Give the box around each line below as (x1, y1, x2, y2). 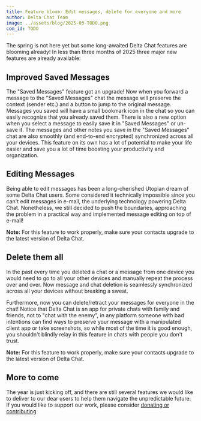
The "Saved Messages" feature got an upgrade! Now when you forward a (6, 88, 188, 95)
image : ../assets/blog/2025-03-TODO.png (6, 20, 109, 26)
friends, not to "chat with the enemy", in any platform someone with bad (6, 311, 184, 318)
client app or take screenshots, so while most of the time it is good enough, (6, 324, 193, 332)
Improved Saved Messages (6, 72, 110, 82)
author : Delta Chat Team (6, 14, 68, 20)
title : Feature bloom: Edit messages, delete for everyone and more (6, 8, 181, 15)
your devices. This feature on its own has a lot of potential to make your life (6, 139, 192, 146)
